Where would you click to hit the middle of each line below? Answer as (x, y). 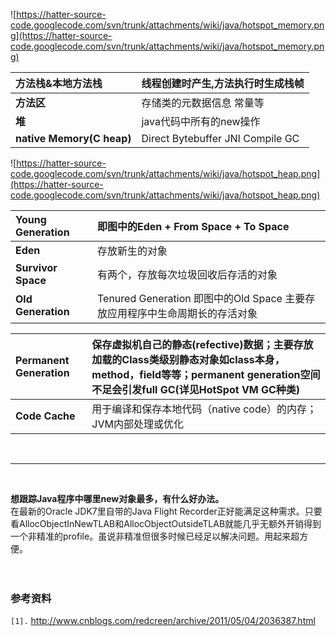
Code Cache (45, 416)
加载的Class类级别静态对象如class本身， (188, 359)
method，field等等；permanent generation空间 (206, 374)
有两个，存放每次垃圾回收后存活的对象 (187, 274)
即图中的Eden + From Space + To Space (193, 226)
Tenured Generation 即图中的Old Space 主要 (201, 298)
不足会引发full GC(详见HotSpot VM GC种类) (196, 389)
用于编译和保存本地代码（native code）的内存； (204, 409)
